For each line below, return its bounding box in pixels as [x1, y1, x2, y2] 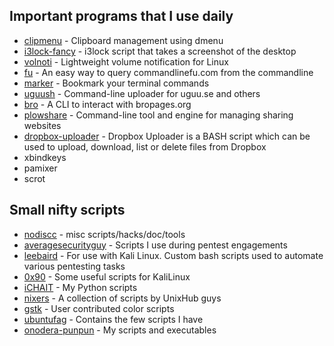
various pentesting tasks [23, 260, 126, 272]
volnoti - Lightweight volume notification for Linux [23, 55, 229, 68]
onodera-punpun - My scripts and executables [23, 324, 217, 336]
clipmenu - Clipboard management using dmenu [23, 34, 224, 46]
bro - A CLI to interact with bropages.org [23, 98, 192, 110]
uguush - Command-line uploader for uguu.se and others [23, 87, 261, 99]
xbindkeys [23, 151, 67, 163]
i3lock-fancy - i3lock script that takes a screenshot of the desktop [23, 45, 297, 57]
